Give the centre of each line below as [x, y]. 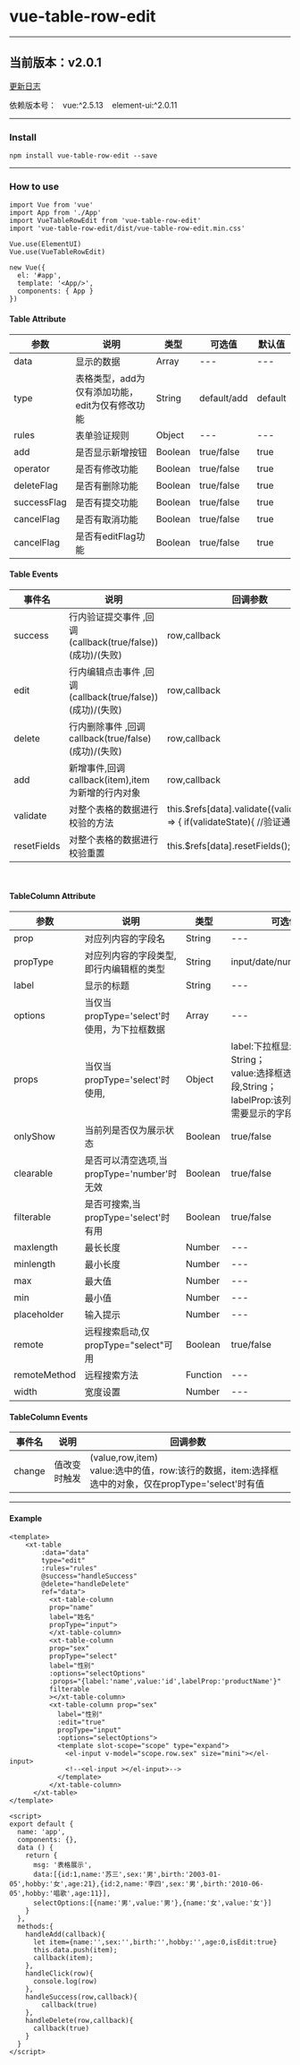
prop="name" [71, 1608]
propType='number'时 [131, 1173]
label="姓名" [72, 1617]
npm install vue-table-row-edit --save [83, 156]
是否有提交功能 [107, 502]
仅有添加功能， [107, 391]
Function [204, 1375]
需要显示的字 [258, 1113]
